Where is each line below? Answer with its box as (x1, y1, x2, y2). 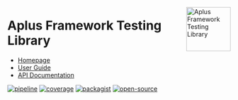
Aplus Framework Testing (7, 18, 162, 34)
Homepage (17, 56, 51, 64)
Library (7, 32, 51, 49)
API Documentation (17, 70, 74, 79)
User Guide (17, 63, 51, 72)
